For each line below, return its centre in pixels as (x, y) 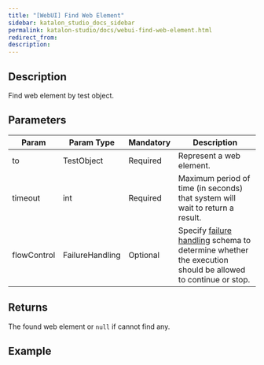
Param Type (92, 142)
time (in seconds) (211, 188)
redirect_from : (33, 37)
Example (30, 351)
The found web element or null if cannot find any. (89, 326)
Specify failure (205, 230)
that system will (207, 197)
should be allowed (212, 270)
